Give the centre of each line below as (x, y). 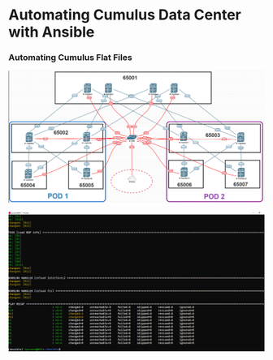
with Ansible (52, 32)
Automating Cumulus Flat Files (70, 58)
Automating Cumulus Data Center (125, 15)
